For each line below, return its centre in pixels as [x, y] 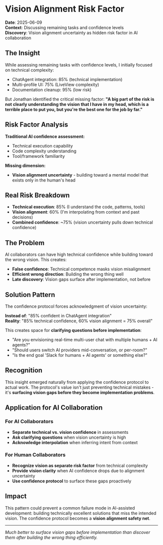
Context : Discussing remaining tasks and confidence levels [65, 27]
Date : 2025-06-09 [24, 22]
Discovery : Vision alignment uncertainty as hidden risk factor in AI [72, 33]
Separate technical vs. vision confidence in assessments [70, 432]
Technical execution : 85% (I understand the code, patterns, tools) [79, 207]
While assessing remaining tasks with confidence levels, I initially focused [79, 65]
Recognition [24, 371]
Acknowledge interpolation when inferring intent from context [75, 442]
